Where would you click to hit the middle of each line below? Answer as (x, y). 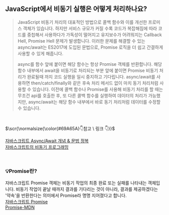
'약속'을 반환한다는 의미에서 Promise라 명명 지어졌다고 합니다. (66, 195)
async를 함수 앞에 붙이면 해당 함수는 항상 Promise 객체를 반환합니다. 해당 (90, 64)
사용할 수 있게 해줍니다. (40, 53)
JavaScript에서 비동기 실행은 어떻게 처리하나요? (76, 9)
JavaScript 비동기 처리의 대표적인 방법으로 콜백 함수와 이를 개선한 (82, 22)
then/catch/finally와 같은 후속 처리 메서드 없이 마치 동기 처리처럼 (95, 83)
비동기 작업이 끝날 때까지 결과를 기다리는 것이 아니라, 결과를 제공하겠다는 (87, 189)
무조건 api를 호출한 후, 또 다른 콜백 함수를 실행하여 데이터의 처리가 (82, 95)
